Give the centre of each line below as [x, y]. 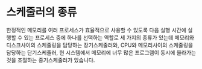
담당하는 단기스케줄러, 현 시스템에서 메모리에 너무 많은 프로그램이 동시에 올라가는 [101, 52]
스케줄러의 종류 [42, 12]
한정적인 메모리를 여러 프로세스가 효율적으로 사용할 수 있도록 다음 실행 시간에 [96, 30]
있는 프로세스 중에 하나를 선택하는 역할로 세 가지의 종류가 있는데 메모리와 [109, 37]
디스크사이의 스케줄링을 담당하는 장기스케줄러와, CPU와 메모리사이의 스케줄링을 [100, 45]
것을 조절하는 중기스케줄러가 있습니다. [51, 60]
